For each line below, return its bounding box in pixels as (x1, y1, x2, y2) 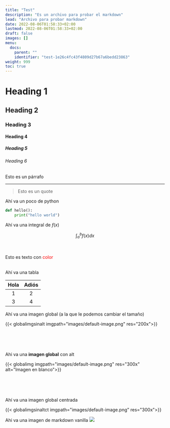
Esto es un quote (17, 188, 53, 194)
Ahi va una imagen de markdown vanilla (5, 417, 89, 423)
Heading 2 (5, 106, 39, 114)
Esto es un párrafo (5, 173, 44, 180)
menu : (5, 41, 17, 46)
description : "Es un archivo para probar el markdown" (5, 12, 123, 17)
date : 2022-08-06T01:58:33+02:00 (5, 21, 76, 27)
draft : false (5, 31, 33, 36)
